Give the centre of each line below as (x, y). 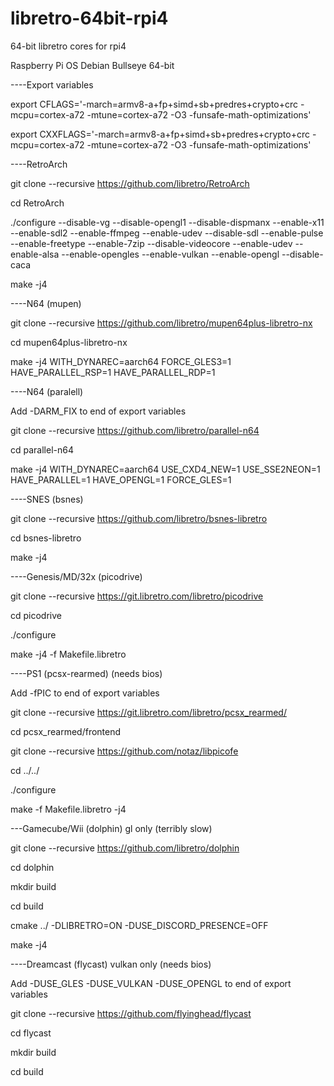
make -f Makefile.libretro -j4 (68, 809)
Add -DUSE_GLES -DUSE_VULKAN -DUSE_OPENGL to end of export (151, 983)
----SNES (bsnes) (47, 499)
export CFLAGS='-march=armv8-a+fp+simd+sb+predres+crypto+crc (154, 104)
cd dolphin (32, 867)
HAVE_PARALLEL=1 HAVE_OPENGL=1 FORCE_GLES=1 (121, 479)
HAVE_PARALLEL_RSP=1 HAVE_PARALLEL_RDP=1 (113, 372)
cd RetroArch (37, 203)
